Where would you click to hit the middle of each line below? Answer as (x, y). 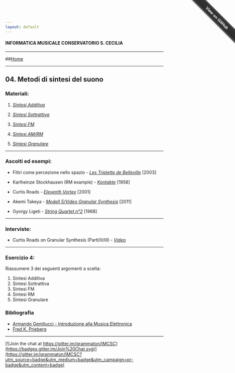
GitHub (223, 24)
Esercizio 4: (20, 258)
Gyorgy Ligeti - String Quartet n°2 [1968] (55, 211)
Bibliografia (20, 313)
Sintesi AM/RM (28, 134)
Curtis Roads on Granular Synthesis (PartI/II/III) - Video (69, 240)
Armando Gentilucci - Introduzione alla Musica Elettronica (72, 324)
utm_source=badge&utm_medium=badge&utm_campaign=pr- (69, 359)
